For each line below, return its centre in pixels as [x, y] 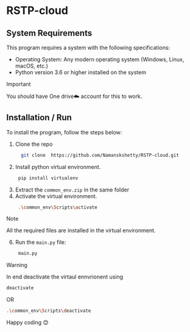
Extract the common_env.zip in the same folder [72, 190]
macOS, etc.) [32, 66]
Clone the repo [34, 144]
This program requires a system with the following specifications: [88, 47]
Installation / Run [39, 118]
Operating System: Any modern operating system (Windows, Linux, [100, 59]
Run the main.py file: [40, 242]
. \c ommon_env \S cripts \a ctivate [58, 207]
